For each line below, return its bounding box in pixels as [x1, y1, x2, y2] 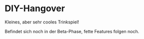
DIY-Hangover [4, 3, 65, 14]
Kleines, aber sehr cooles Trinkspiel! [4, 19, 79, 25]
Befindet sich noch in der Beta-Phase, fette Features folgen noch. [4, 28, 140, 34]
